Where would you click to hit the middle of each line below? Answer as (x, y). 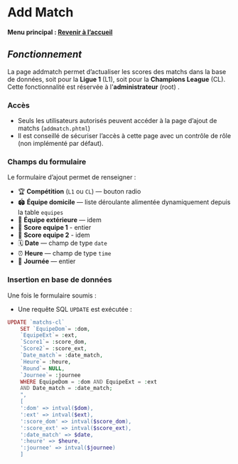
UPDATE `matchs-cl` (36, 322)
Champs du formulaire (47, 162)
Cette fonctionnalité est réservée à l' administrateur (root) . (93, 87)
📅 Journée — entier (47, 261)
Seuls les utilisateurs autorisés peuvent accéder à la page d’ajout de (117, 121)
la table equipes (40, 212)
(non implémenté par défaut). (61, 144)
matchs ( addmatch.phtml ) (54, 128)
